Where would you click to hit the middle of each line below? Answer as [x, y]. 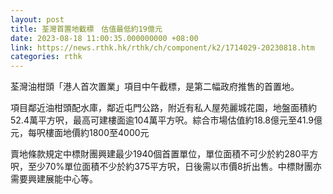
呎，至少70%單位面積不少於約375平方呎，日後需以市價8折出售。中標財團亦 [166, 167]
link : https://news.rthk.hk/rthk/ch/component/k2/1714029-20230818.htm [162, 47]
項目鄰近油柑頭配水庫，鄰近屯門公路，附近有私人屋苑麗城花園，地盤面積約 [163, 108]
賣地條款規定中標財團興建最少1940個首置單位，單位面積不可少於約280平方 [164, 154]
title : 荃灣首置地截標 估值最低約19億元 [86, 29]
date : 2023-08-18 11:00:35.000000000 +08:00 [104, 38]
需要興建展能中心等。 [54, 179]
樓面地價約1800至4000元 [97, 133]
